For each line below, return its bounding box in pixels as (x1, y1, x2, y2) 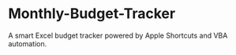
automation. (8, 38, 47, 48)
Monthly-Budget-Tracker (8, 5, 176, 23)
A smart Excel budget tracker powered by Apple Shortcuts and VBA (8, 31, 228, 40)
